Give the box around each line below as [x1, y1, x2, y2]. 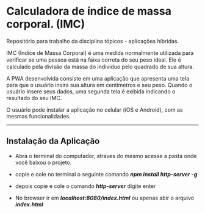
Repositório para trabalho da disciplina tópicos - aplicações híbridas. [6, 37, 179, 45]
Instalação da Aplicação [6, 136, 100, 146]
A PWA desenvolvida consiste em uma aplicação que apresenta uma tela [6, 74, 190, 82]
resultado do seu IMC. [6, 94, 62, 101]
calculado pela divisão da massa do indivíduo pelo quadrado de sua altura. [6, 63, 194, 70]
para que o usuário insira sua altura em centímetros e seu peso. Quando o [6, 81, 193, 88]
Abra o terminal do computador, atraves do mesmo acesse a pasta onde [15, 152, 197, 159]
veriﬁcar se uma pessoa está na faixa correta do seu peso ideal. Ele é [6, 56, 181, 63]
